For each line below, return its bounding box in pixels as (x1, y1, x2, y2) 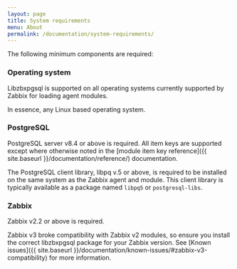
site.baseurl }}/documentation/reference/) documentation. (7, 154, 178, 162)
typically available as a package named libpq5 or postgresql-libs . (7, 183, 203, 191)
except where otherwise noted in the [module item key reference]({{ (7, 147, 208, 155)
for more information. (48, 253, 112, 262)
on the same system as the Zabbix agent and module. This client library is (7, 175, 223, 184)
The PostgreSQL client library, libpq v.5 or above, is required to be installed (7, 168, 227, 176)
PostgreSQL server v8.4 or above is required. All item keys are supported (7, 139, 222, 147)
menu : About (7, 23, 43, 31)
